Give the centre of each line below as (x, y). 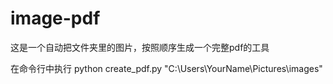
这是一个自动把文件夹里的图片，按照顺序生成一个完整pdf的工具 (140, 47)
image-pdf (55, 18)
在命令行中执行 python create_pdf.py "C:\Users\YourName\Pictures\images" (166, 68)
